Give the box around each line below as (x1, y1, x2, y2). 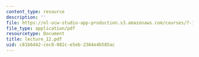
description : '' (6, 14, 46, 20)
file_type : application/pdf (6, 25, 76, 31)
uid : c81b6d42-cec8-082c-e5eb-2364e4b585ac (6, 42, 115, 48)
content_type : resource (6, 8, 65, 15)
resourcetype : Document (6, 31, 65, 37)
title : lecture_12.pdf (6, 36, 62, 42)
